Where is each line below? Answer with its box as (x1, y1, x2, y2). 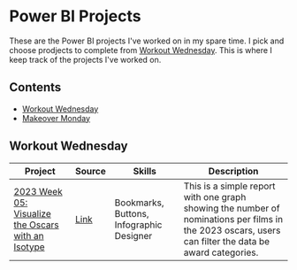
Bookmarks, (114, 197, 165, 209)
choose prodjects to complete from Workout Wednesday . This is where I (9, 44, 272, 55)
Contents (9, 80, 62, 95)
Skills (133, 165, 157, 177)
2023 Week (13, 185, 64, 197)
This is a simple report (183, 180, 276, 192)
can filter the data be (183, 235, 270, 247)
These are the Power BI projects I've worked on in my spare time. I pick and (9, 35, 285, 46)
